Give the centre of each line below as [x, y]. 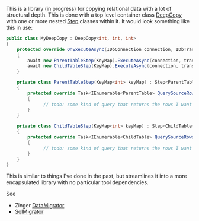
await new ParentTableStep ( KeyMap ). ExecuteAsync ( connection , [105, 61]
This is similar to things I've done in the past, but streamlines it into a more [97, 176]
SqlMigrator [29, 212]
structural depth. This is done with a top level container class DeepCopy [94, 15]
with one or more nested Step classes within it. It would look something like [98, 21]
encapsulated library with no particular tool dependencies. [78, 182]
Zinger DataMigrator [39, 206]
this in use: [20, 27]
